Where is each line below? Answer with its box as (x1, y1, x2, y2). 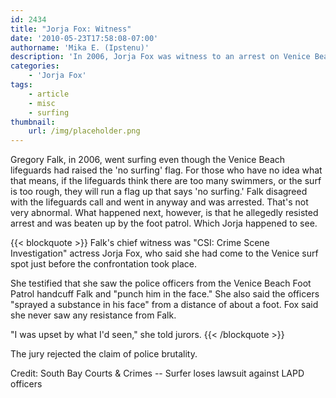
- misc (28, 98, 56, 108)
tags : (10, 80, 33, 90)
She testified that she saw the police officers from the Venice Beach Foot (10, 277, 312, 290)
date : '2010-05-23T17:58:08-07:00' (10, 33, 159, 43)
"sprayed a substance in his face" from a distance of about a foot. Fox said (10, 299, 319, 311)
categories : (10, 61, 60, 71)
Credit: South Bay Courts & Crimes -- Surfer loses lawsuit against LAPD (10, 367, 305, 380)
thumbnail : (10, 117, 56, 127)
